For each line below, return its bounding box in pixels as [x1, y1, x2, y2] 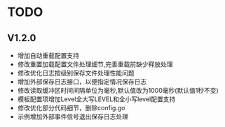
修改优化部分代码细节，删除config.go [17, 104, 125, 112]
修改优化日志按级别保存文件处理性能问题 [17, 69, 135, 77]
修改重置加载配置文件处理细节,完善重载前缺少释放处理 [17, 60, 173, 68]
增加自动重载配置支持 [17, 52, 79, 59]
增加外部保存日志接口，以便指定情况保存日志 [17, 77, 147, 86]
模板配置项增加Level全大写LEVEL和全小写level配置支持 [17, 95, 176, 103]
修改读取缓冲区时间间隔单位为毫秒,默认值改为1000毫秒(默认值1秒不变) [17, 87, 219, 94]
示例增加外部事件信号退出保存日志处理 [17, 112, 128, 121]
